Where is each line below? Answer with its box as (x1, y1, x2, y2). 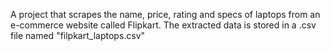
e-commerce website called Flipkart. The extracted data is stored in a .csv (10, 19, 317, 31)
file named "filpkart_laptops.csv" (10, 30, 146, 41)
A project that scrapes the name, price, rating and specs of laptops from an (10, 9, 321, 20)
